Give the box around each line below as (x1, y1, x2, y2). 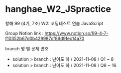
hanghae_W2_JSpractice (5, 3, 111, 15)
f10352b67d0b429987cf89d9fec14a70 (5, 36, 85, 41)
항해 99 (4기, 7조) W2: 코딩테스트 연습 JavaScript (5, 20, 104, 26)
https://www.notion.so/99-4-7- (44, 30, 109, 36)
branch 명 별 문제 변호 (5, 45, 49, 51)
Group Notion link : (5, 30, 44, 36)
